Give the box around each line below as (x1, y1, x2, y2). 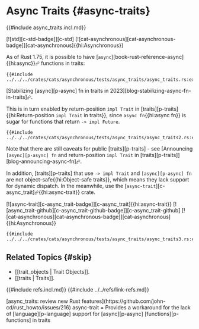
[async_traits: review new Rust (6, 297, 81, 305)
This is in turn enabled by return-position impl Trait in (6, 105, 140, 112)
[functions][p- (144, 310, 179, 317)
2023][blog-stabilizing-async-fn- (110, 87, 191, 94)
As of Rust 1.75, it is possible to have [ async (6, 53, 112, 60)
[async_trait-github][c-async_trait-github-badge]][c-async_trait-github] (6, 206, 181, 214)
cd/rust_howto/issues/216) (6, 303, 71, 311)
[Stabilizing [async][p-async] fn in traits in (6, 87, 109, 94)
